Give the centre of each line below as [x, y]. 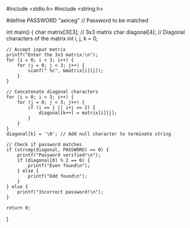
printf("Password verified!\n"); [59, 155]
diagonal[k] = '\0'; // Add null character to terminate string [89, 134]
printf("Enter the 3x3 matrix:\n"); [52, 55]
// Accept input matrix [36, 49]
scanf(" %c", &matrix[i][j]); [66, 71]
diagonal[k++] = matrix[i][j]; [78, 113]
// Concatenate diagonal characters [52, 92]
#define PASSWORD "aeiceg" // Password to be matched [78, 20]
